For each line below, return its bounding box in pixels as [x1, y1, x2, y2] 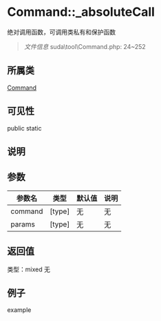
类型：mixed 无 [7, 265, 50, 273]
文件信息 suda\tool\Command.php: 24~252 [23, 42, 146, 50]
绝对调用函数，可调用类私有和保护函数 [7, 28, 116, 36]
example [7, 306, 32, 314]
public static [7, 124, 43, 132]
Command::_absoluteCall [7, 4, 155, 20]
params [10, 219, 36, 228]
